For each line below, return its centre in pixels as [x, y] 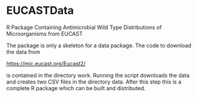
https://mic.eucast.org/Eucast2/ [46, 64]
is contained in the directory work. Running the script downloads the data [98, 75]
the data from [23, 51]
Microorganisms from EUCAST [45, 33]
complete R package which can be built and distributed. [76, 88]
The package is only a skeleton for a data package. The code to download [99, 45]
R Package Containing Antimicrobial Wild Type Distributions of [84, 27]
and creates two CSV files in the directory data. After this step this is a [94, 82]
